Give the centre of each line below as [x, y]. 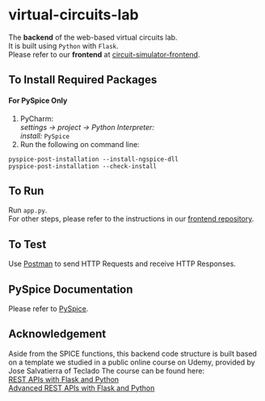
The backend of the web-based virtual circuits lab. [93, 37]
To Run [26, 190]
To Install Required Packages [83, 80]
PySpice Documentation [71, 289]
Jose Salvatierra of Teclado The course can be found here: [106, 370]
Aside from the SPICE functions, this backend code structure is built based [132, 353]
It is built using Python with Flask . [63, 45]
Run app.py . [28, 210]
